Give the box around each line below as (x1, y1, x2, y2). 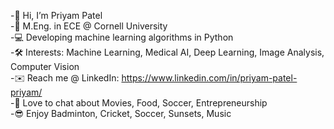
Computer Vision (10, 61, 80, 72)
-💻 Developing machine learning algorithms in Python (10, 31, 234, 43)
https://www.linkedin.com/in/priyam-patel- (121, 72, 298, 84)
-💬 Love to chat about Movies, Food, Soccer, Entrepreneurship (10, 97, 268, 109)
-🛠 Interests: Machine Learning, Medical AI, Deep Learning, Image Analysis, (10, 46, 325, 58)
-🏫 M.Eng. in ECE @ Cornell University (10, 20, 168, 32)
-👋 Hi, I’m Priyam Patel (10, 10, 103, 21)
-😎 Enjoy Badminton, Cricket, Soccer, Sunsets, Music (10, 108, 232, 119)
